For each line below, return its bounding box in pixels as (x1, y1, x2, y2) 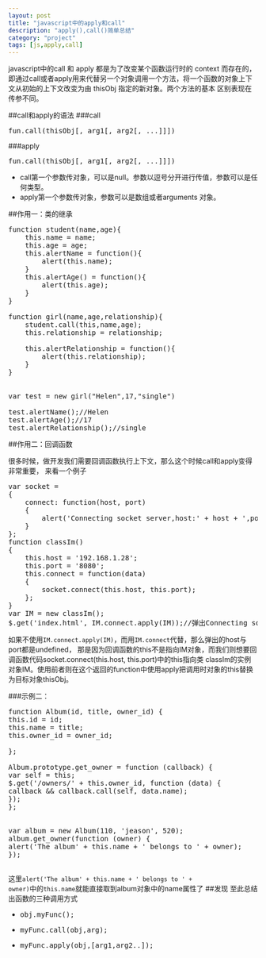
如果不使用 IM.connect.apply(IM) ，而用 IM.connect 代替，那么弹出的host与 (8, 635, 247, 644)
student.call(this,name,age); (25, 321, 142, 329)
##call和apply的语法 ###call (8, 110, 101, 120)
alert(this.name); (41, 257, 113, 266)
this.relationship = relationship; (25, 329, 163, 337)
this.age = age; (25, 241, 89, 250)
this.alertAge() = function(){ (25, 273, 146, 282)
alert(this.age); (41, 281, 109, 290)
